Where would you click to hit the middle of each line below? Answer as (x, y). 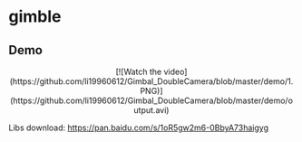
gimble (35, 17)
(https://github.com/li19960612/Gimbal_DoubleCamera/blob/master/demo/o (151, 100)
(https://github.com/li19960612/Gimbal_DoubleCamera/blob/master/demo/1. (151, 81)
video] (175, 71)
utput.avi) (151, 110)
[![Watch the (139, 71)
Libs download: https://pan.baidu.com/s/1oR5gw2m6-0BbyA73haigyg (139, 128)
